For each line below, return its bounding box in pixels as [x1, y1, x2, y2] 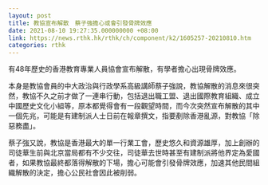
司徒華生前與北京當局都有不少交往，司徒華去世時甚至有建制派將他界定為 [8, 148, 246, 158]
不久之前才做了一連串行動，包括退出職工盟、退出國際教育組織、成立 [35, 91, 260, 100]
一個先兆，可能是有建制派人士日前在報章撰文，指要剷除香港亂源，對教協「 [8, 111, 253, 120]
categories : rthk [8, 41, 66, 49]
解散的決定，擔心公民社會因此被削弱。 [14, 168, 141, 178]
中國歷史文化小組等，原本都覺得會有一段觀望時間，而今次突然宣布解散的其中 [8, 101, 260, 111]
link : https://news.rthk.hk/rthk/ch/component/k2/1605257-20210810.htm [8, 33, 251, 42]
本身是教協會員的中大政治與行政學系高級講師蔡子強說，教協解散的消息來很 [8, 81, 253, 91]
